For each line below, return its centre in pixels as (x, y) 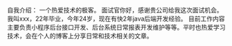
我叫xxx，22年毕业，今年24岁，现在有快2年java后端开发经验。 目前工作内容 (116, 19)
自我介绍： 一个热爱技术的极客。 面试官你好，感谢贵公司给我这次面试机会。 (115, 10)
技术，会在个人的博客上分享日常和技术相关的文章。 (80, 36)
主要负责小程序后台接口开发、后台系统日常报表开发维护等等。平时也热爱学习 (116, 27)
